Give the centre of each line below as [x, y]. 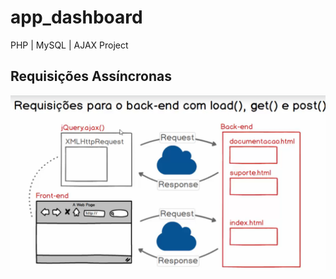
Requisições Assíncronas [91, 76]
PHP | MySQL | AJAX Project [69, 45]
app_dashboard [76, 17]
